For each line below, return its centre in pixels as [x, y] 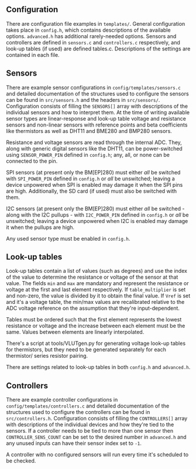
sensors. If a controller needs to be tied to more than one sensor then [90, 431]
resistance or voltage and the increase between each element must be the [96, 326]
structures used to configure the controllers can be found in [78, 412]
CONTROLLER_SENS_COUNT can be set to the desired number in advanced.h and [96, 437]
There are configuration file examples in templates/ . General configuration [96, 23]
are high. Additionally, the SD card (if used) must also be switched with [92, 191]
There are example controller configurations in [62, 400]
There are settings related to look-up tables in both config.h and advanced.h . [98, 367]
